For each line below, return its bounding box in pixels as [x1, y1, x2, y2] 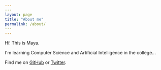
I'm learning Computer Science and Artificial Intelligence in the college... [5, 50, 156, 56]
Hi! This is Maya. [5, 40, 40, 46]
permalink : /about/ [5, 21, 46, 27]
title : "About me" [5, 17, 44, 22]
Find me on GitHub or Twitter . [5, 59, 67, 65]
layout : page [5, 12, 33, 17]
